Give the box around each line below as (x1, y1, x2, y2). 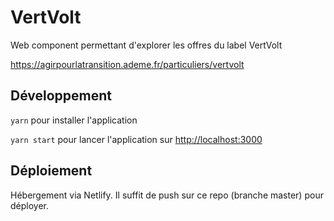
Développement (10, 87, 113, 105)
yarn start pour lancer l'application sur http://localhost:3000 (10, 133, 263, 145)
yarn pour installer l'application (10, 114, 138, 126)
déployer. (10, 199, 50, 211)
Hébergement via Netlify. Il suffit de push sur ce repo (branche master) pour (10, 189, 324, 201)
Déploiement (10, 162, 93, 180)
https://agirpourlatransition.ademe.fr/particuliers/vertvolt (10, 58, 245, 70)
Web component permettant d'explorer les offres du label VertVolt (10, 39, 283, 51)
